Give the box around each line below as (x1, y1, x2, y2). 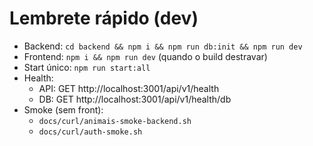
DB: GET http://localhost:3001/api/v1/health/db (38, 93, 232, 105)
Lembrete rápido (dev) (9, 7, 199, 30)
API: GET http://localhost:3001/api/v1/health (38, 82, 220, 94)
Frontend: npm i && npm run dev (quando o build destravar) (23, 50, 268, 62)
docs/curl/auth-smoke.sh (38, 127, 143, 137)
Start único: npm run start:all (23, 61, 151, 73)
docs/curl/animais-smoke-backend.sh (38, 116, 192, 126)
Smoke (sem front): (23, 103, 104, 116)
